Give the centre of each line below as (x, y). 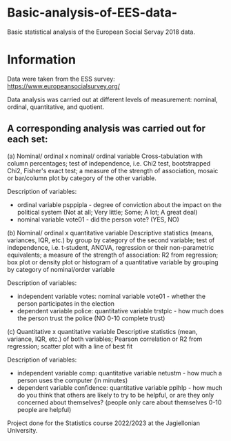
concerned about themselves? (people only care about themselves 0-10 (119, 402)
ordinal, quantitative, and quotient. (56, 107)
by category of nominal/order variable (61, 269)
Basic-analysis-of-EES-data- (92, 13)
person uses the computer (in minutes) (72, 380)
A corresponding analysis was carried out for (106, 129)
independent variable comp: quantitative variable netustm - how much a (120, 373)
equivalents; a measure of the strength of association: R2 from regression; (113, 255)
